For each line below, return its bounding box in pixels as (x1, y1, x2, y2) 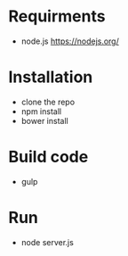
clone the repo (20, 96, 76, 107)
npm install (20, 105, 62, 117)
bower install (20, 115, 68, 126)
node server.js (20, 236, 75, 247)
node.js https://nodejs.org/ (20, 36, 119, 46)
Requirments (8, 6, 106, 27)
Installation (8, 67, 93, 87)
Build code (8, 147, 89, 167)
